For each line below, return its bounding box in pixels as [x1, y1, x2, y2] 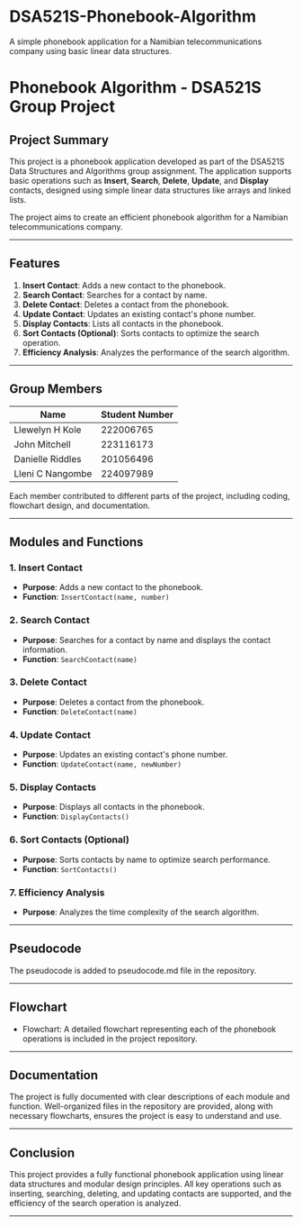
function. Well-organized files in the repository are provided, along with [9, 1101, 274, 1112]
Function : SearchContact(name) [22, 653, 138, 664]
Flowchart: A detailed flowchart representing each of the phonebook [22, 1023, 277, 1034]
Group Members [9, 381, 103, 397]
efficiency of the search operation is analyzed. [9, 1198, 182, 1209]
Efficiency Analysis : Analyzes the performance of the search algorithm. [22, 347, 290, 358]
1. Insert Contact [9, 561, 83, 574]
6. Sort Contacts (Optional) [9, 833, 130, 846]
